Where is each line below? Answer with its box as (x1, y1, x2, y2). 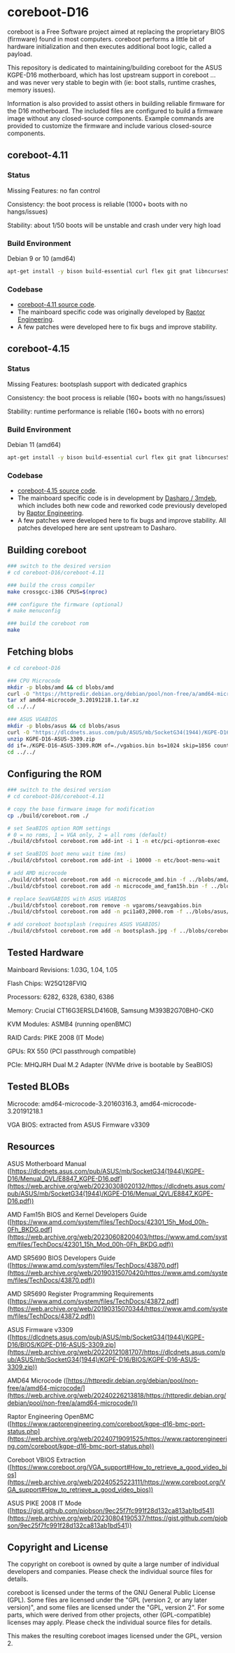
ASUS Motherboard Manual (7, 1159, 87, 1167)
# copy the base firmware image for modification (7, 805, 155, 813)
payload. (7, 50, 33, 58)
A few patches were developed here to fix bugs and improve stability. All (17, 516, 227, 525)
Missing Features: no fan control (7, 186, 100, 195)
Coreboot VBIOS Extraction (7, 1455, 86, 1464)
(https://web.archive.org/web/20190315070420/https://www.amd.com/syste (7, 1268, 228, 1277)
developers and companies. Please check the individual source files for (7, 1568, 213, 1576)
